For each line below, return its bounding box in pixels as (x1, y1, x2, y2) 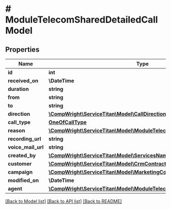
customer (8, 160, 32, 167)
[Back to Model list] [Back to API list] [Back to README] (5, 198, 122, 204)
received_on (8, 77, 39, 84)
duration (8, 85, 29, 92)
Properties (5, 45, 40, 54)
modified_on (8, 177, 39, 184)
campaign (8, 169, 33, 175)
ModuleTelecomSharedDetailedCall (5, 14, 158, 26)
